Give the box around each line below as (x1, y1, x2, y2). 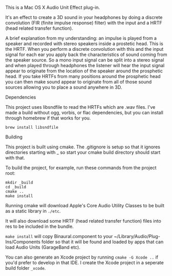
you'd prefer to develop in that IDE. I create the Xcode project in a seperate (5, 260, 164, 266)
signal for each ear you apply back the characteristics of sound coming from (5, 51, 167, 57)
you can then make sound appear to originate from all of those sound (5, 79, 152, 85)
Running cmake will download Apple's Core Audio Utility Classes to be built (5, 203, 165, 208)
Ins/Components (5, 239, 41, 245)
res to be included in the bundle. (5, 223, 74, 229)
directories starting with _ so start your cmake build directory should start (5, 149, 161, 155)
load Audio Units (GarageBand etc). (5, 244, 81, 250)
